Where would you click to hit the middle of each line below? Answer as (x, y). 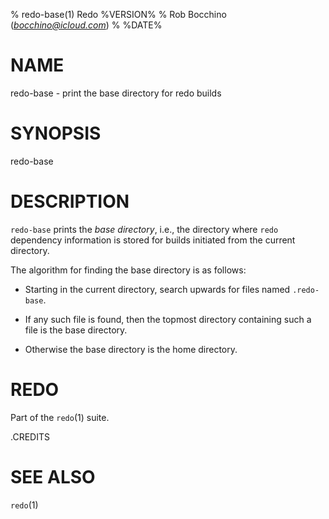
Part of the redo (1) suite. (60, 417)
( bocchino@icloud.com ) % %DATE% (86, 25)
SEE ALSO (53, 476)
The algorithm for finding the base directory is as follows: (128, 270)
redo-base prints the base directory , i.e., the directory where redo (144, 229)
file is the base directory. (76, 330)
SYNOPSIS (56, 133)
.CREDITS (30, 436)
